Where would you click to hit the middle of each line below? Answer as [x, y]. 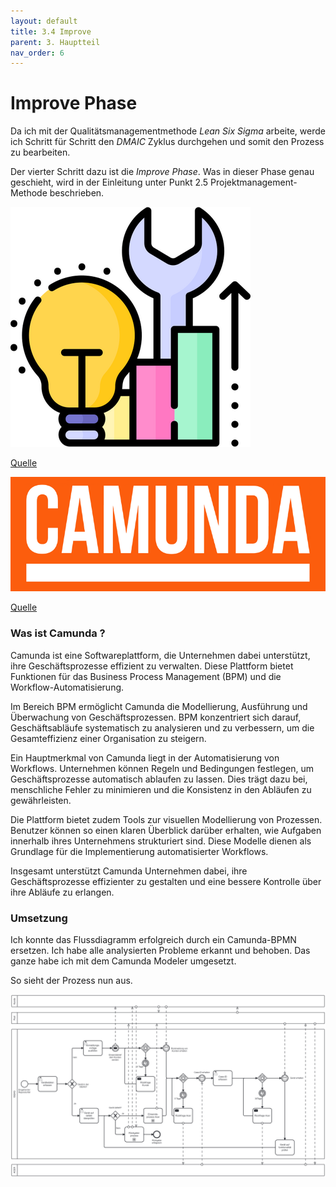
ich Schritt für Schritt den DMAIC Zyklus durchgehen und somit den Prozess [167, 142]
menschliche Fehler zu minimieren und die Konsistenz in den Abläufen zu [161, 789]
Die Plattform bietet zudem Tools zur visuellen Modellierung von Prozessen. [166, 819]
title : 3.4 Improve [51, 31]
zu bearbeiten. [40, 152]
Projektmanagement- [254, 182]
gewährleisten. [41, 800]
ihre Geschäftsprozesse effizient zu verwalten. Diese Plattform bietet [152, 666]
